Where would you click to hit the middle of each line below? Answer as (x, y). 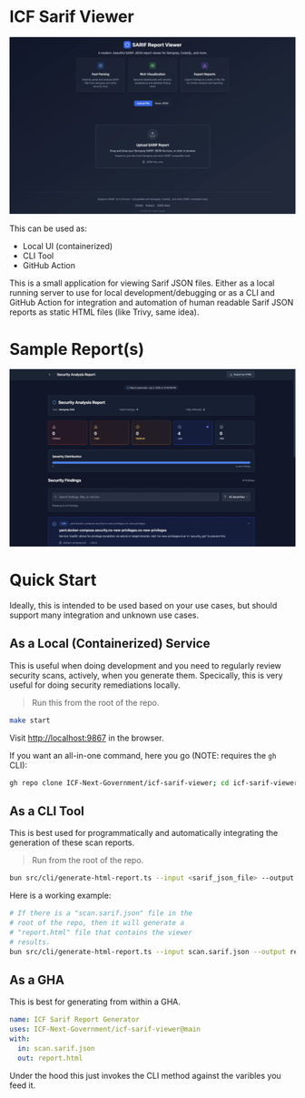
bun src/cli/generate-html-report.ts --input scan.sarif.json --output (148, 952)
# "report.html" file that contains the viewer (101, 932)
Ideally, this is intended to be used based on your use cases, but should (143, 605)
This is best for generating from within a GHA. (95, 1002)
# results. (30, 942)
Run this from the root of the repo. (95, 702)
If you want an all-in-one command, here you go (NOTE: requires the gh (143, 755)
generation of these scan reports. (72, 842)
